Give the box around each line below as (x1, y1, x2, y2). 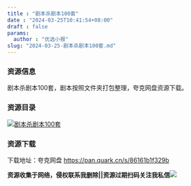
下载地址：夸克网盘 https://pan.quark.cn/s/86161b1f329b (7, 155, 169, 164)
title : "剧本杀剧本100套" (7, 10, 79, 17)
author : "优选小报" (13, 36, 69, 43)
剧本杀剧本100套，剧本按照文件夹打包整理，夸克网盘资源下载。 (7, 84, 188, 92)
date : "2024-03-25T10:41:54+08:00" (7, 17, 113, 24)
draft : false (7, 23, 49, 30)
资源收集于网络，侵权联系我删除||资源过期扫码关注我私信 (7, 171, 170, 179)
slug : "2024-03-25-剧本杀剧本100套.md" (7, 42, 117, 49)
